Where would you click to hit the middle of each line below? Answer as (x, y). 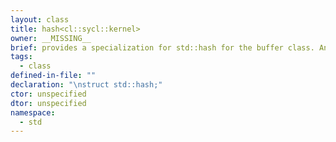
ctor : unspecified (48, 94)
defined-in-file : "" (53, 76)
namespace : (33, 112)
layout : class (40, 19)
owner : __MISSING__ (51, 38)
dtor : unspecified (48, 103)
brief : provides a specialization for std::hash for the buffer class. (162, 47)
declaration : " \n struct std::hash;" (86, 85)
